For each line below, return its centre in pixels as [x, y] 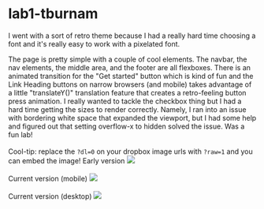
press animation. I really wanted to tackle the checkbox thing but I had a [125, 101]
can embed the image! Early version [67, 160]
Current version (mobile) [48, 178]
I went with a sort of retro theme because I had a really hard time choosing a [132, 35]
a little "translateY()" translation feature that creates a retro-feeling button [127, 92]
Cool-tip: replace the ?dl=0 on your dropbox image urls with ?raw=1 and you [131, 151]
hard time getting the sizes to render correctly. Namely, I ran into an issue [127, 109]
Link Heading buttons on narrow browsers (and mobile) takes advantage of [130, 84]
